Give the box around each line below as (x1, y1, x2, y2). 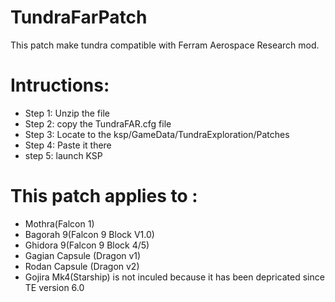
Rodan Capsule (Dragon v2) (24, 260, 140, 272)
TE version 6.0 (24, 281, 85, 293)
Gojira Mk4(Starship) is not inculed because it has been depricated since (24, 271, 325, 283)
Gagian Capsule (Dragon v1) (24, 249, 142, 261)
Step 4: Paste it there (24, 139, 112, 151)
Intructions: (10, 74, 110, 97)
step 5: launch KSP (24, 149, 103, 161)
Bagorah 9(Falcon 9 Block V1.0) (24, 228, 155, 240)
